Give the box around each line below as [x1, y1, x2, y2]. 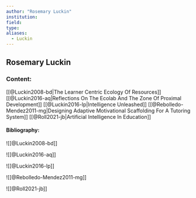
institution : [6, 14, 38, 20]
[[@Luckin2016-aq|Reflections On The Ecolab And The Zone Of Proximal [6, 94, 181, 101]
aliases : [6, 30, 27, 36]
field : [6, 19, 22, 25]
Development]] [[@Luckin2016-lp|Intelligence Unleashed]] [6, 101, 147, 108]
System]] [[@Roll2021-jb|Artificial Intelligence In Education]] [6, 113, 151, 120]
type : [6, 25, 19, 31]
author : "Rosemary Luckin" [6, 8, 72, 15]
